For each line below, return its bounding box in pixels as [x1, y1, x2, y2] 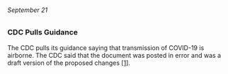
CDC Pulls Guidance [7, 27, 78, 37]
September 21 [7, 6, 48, 14]
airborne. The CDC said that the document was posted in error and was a [7, 51, 222, 59]
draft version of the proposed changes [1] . [7, 58, 131, 67]
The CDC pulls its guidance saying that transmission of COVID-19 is [7, 43, 205, 52]
